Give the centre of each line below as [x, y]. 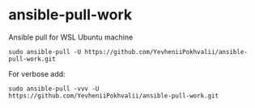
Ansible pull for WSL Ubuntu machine [71, 37]
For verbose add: [37, 73]
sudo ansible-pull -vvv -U [54, 89]
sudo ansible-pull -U [45, 52]
